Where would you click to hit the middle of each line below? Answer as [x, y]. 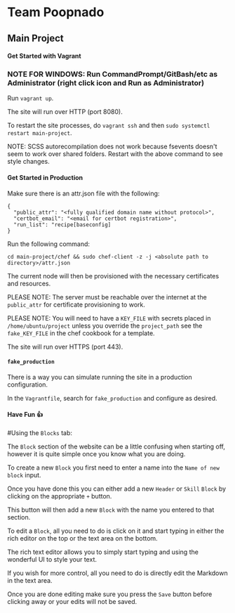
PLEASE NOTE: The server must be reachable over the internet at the [107, 297]
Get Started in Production [45, 178]
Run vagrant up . [31, 98]
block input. [24, 475]
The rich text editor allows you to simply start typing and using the [103, 552]
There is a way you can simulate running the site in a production [100, 377]
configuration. [27, 385]
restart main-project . [40, 133]
